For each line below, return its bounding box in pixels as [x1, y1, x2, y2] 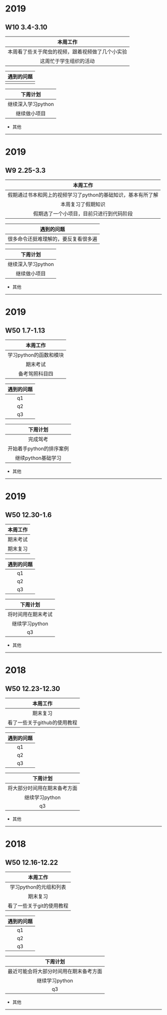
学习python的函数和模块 [7, 351, 64, 358]
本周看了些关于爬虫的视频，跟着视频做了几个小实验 [7, 48, 128, 55]
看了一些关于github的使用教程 [7, 719, 78, 726]
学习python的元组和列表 [9, 884, 66, 890]
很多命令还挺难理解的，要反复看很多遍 [7, 236, 98, 242]
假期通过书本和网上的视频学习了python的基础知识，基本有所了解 [7, 192, 159, 198]
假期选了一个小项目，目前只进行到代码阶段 [33, 210, 133, 217]
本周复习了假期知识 [60, 201, 106, 208]
